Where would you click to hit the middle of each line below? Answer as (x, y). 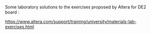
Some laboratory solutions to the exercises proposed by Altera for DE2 (76, 7)
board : (12, 12)
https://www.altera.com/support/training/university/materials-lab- (71, 22)
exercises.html (20, 27)
